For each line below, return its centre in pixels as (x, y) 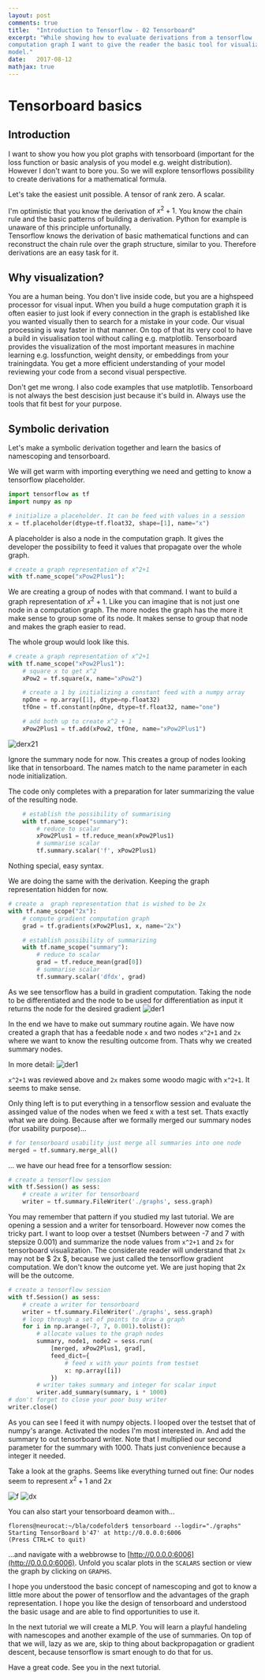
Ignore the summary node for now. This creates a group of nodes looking (127, 759)
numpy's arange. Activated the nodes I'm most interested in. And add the (127, 1430)
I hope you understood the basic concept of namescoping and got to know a (132, 1586)
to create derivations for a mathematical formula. (88, 179)
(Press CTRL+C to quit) (47, 1540)
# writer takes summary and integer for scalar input (127, 1385)
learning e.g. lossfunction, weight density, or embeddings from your (118, 355)
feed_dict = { (70, 1356)
